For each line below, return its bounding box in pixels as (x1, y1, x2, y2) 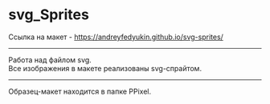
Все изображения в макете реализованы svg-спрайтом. (8, 63, 202, 73)
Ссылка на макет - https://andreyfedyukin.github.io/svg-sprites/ (8, 32, 223, 42)
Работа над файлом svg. (8, 54, 92, 65)
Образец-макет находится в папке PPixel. (8, 86, 151, 96)
